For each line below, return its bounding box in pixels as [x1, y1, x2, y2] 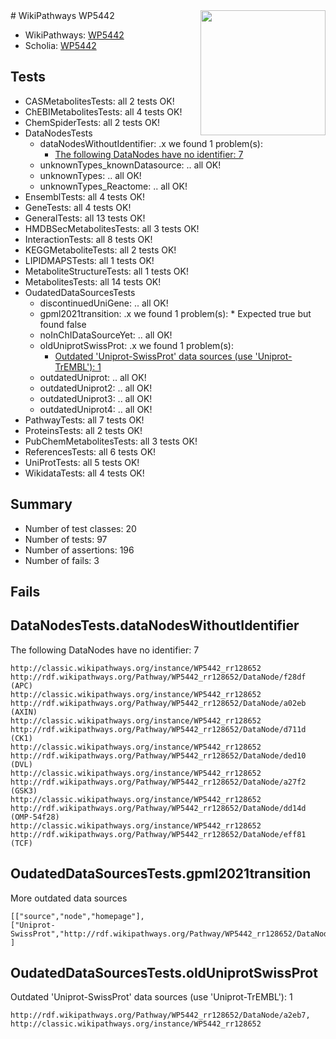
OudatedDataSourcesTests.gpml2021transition [10, 865, 312, 883]
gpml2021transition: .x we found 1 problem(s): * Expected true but [39, 307, 312, 319]
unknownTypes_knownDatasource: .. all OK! [39, 159, 222, 171]
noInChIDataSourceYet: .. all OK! [39, 329, 173, 341]
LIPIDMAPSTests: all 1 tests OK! [24, 254, 155, 266]
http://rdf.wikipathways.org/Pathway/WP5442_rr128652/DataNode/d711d [10, 724, 307, 734]
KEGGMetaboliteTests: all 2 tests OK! [24, 244, 177, 256]
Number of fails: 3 [24, 554, 100, 566]
